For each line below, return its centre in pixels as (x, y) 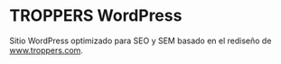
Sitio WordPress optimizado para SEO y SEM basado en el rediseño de (140, 41)
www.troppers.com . (47, 50)
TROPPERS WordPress (96, 16)
